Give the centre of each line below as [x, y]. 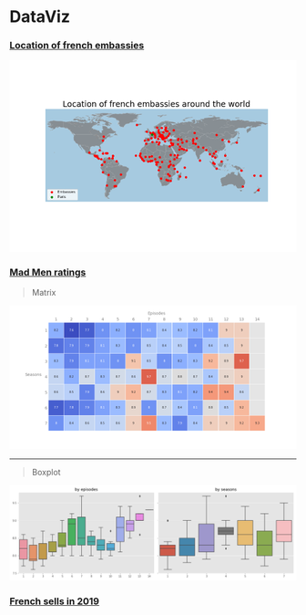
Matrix [44, 292]
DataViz [40, 17]
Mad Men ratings [48, 273]
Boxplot [46, 472]
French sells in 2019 [55, 601]
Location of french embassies [77, 46]
